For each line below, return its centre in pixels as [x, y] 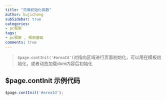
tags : [11, 33]
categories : [17, 24]
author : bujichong [24, 14]
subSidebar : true [23, 19]
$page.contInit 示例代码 [43, 81]
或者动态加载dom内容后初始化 [62, 63]
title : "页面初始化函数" [28, 10]
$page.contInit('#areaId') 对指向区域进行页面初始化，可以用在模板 [87, 57]
